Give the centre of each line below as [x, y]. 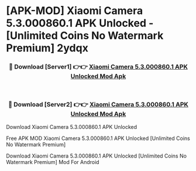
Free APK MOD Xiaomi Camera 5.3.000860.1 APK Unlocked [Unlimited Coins [98, 138]
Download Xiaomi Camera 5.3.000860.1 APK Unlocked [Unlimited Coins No [97, 156]
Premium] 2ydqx [47, 48]
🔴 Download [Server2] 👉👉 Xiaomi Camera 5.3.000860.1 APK [98, 105]
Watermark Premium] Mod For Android [53, 162]
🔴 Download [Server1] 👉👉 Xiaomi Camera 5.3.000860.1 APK [98, 67]
